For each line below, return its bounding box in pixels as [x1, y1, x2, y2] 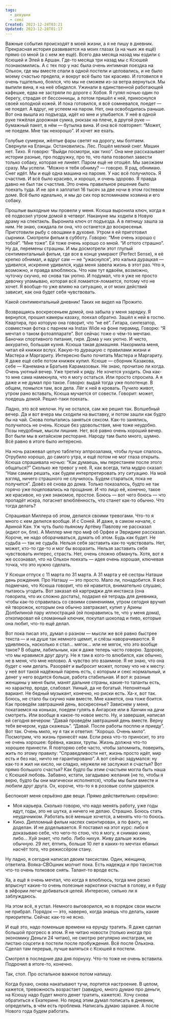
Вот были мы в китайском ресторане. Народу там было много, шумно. [5, 433, 160, 439]
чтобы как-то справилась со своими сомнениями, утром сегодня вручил [5, 599, 166, 605]
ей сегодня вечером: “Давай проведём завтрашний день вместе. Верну [5, 717, 163, 724]
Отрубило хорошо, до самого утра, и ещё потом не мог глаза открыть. [5, 454, 160, 460]
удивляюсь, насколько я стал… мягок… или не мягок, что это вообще [5, 641, 158, 648]
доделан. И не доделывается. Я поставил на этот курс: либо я [12, 824, 149, 831]
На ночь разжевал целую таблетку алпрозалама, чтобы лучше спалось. [5, 449, 163, 455]
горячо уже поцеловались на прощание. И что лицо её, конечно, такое [5, 486, 161, 493]
